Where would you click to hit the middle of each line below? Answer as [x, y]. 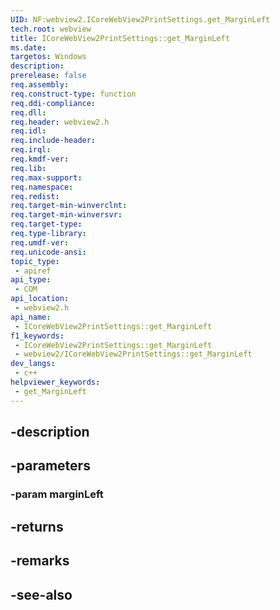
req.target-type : [46, 224]
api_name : [31, 317]
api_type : [31, 280]
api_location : [40, 299]
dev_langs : [33, 364]
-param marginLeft [57, 494]
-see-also [41, 594]
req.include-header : [53, 141]
